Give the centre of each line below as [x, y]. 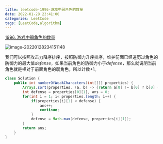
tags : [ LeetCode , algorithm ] [33, 23]
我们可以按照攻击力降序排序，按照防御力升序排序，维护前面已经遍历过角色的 [81, 57]
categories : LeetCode [27, 18]
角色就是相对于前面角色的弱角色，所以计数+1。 [52, 69]
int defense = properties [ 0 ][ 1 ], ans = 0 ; [66, 92]
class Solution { [23, 79]
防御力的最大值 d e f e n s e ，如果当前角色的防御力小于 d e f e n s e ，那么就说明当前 [81, 63]
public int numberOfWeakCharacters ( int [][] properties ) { [73, 83]
